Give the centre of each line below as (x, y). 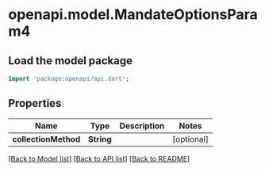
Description (142, 126)
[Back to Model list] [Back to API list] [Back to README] (99, 158)
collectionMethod (46, 139)
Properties (35, 103)
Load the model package (71, 61)
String (100, 139)
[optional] (190, 139)
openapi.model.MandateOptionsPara (133, 15)
